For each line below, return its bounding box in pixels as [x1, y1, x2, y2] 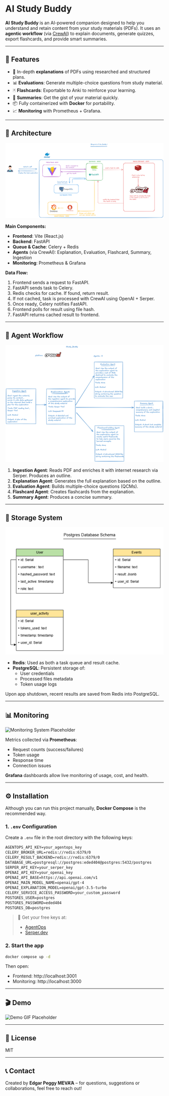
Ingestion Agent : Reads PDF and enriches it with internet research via [12, 467, 158, 474]
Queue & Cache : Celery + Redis [12, 244, 79, 250]
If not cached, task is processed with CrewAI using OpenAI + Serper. [12, 296, 155, 302]
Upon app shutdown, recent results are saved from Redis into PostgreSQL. [5, 691, 160, 697]
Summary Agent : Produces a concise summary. [12, 494, 113, 500]
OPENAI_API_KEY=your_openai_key [5, 870, 73, 875]
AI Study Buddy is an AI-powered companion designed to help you [5, 20, 144, 26]
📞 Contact [5, 1066, 35, 1075]
